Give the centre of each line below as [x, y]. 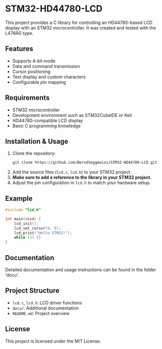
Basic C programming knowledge [46, 126]
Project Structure [32, 291]
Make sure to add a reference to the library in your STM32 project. [82, 177]
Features [19, 49]
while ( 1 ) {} [28, 238]
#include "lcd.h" [23, 210]
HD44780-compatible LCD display [47, 120]
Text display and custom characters [49, 77]
